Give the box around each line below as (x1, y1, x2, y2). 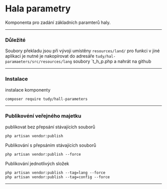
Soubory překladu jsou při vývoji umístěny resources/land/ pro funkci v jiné (5, 48, 160, 54)
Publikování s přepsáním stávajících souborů (5, 142, 96, 148)
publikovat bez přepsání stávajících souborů (5, 124, 95, 130)
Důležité (5, 36, 26, 43)
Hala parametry (5, 3, 71, 14)
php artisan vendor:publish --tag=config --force (5, 175, 110, 180)
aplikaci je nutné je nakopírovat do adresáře (5, 53, 94, 59)
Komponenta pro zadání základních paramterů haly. (5, 19, 111, 25)
